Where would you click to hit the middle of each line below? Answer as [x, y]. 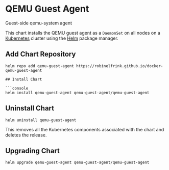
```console [17, 88]
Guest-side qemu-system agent [39, 23]
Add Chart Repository [41, 54]
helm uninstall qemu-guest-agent [41, 120]
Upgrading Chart [33, 151]
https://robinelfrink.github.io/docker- [119, 66]
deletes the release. [26, 135]
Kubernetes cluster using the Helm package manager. [62, 38]
